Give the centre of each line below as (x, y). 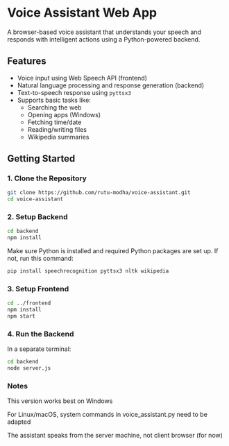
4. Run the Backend (41, 334)
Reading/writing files (57, 129)
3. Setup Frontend (38, 289)
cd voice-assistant (35, 199)
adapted (19, 422)
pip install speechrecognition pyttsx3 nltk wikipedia (88, 271)
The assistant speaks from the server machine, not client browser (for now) (115, 436)
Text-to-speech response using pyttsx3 (74, 92)
